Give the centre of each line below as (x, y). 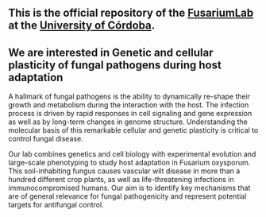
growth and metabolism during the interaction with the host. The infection (129, 105)
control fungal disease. (46, 139)
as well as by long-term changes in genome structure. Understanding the (128, 122)
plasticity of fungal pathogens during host (115, 65)
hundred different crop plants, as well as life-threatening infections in (121, 180)
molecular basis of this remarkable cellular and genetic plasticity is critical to (133, 130)
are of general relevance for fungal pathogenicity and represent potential (127, 196)
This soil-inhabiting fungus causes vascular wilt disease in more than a (124, 171)
